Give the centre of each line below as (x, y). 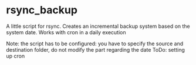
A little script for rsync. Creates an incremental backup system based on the (98, 26)
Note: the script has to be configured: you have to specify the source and (95, 44)
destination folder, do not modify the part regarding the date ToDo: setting (95, 49)
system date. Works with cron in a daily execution (66, 32)
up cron (16, 56)
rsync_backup (42, 10)
